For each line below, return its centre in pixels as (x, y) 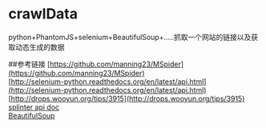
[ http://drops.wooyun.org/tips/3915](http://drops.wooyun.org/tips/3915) (127, 98)
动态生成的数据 (40, 47)
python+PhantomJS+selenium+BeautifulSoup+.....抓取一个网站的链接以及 (130, 37)
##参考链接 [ (29, 64)
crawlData (43, 14)
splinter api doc (34, 107)
